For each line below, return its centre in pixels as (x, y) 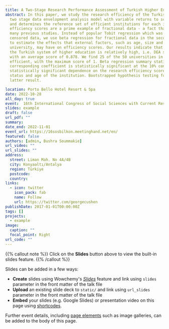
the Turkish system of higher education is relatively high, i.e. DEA (85, 52)
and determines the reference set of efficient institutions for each (85, 24)
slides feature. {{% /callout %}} (38, 259)
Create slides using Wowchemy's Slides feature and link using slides (84, 279)
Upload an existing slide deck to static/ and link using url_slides (81, 289)
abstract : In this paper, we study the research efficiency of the (77, 15)
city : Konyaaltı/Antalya (36, 164)
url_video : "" (20, 146)
